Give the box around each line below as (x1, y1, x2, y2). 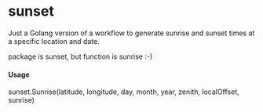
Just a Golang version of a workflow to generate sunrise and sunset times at (8, 28, 255, 38)
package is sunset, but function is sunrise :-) (8, 52, 153, 61)
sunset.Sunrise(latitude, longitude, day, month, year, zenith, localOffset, (8, 87, 239, 96)
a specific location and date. (8, 36, 100, 45)
